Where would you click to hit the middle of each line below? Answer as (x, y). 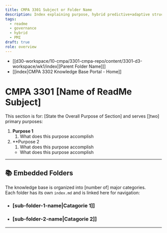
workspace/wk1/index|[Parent (43, 66)
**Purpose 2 (26, 141)
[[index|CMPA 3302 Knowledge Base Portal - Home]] (67, 71)
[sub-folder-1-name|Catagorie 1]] (54, 206)
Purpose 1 (23, 131)
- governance (23, 28)
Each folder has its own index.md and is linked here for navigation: (73, 193)
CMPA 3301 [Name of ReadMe (69, 91)
